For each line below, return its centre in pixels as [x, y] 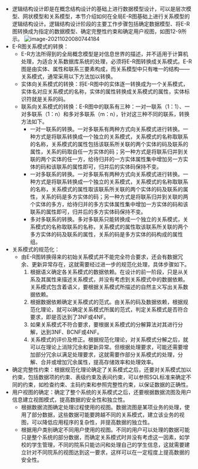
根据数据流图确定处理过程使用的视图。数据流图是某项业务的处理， [103, 407]
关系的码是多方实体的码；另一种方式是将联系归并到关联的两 [114, 197]
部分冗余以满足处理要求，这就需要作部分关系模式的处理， [107, 354]
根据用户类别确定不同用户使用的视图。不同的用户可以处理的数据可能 [105, 430]
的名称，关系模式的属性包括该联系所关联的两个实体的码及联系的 [109, 144]
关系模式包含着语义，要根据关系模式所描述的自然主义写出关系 [107, 287]
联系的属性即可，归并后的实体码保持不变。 [109, 167]
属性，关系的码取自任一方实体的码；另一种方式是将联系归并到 [107, 152]
